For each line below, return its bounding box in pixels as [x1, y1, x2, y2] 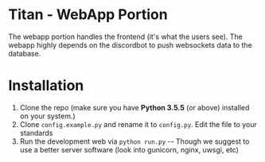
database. [8, 48, 41, 58]
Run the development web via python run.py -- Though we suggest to [19, 137, 250, 146]
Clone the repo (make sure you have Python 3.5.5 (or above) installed [19, 102, 250, 112]
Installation [8, 77, 84, 94]
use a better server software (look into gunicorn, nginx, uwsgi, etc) [19, 145, 239, 154]
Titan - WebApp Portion [8, 6, 169, 24]
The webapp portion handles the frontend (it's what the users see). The [8, 32, 243, 41]
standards [19, 128, 53, 137]
